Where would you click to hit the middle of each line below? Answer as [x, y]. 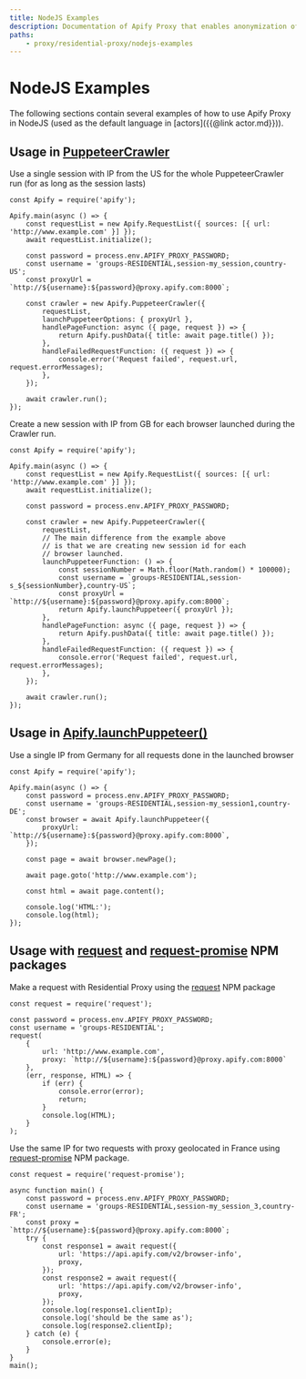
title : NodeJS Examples [55, 18]
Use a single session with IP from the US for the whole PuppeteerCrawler [147, 173]
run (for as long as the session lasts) [78, 183]
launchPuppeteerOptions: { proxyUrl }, [118, 319]
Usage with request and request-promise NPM [144, 951]
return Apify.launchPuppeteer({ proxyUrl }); [146, 610]
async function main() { [56, 1190]
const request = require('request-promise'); [97, 1174]
